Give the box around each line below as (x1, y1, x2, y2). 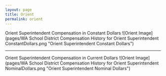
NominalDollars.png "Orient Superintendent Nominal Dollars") (5, 66, 131, 72)
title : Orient (5, 12, 35, 17)
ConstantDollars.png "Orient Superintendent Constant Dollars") (5, 41, 134, 47)
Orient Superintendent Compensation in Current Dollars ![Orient (5, 55, 135, 61)
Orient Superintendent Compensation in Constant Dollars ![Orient (5, 30, 138, 36)
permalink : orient (5, 16, 43, 21)
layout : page (5, 7, 32, 12)
